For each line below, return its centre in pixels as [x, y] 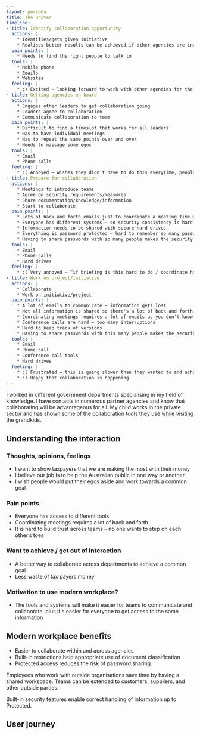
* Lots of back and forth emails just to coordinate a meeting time [104, 217]
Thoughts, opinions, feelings [49, 456]
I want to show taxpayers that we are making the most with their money [102, 469]
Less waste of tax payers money [54, 576]
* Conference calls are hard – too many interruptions [86, 322]
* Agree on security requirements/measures [72, 194]
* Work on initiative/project [54, 295]
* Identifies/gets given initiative [62, 39]
